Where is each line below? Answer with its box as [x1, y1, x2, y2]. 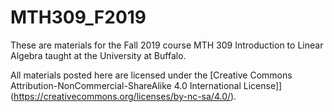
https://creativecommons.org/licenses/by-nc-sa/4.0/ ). [13, 90, 237, 102]
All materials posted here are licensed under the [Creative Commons [10, 69, 293, 81]
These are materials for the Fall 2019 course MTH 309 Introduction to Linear [10, 39, 324, 51]
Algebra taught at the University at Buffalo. [10, 49, 187, 61]
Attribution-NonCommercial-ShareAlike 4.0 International [10, 79, 242, 91]
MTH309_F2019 [10, 6, 147, 29]
